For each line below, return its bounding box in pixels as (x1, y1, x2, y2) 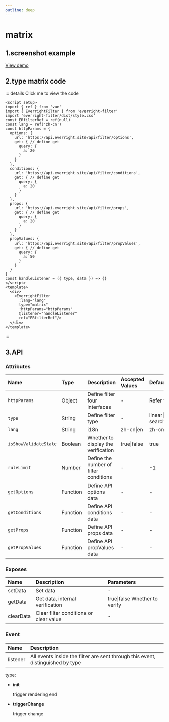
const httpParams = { (5, 126, 51, 131)
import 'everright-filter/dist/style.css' (5, 113, 96, 118)
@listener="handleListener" (18, 311, 78, 316)
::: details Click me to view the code (5, 90, 79, 96)
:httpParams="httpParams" (18, 307, 73, 312)
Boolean (61, 441, 81, 448)
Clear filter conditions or (35, 610, 93, 617)
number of (87, 461, 112, 468)
